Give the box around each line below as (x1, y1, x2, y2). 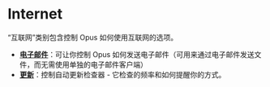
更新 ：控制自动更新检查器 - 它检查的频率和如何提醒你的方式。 (19, 69, 226, 79)
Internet (7, 5, 62, 23)
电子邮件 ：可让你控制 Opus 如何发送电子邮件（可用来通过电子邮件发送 (19, 49, 255, 59)
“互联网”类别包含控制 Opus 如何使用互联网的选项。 (7, 32, 178, 42)
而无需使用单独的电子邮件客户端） (33, 60, 148, 69)
